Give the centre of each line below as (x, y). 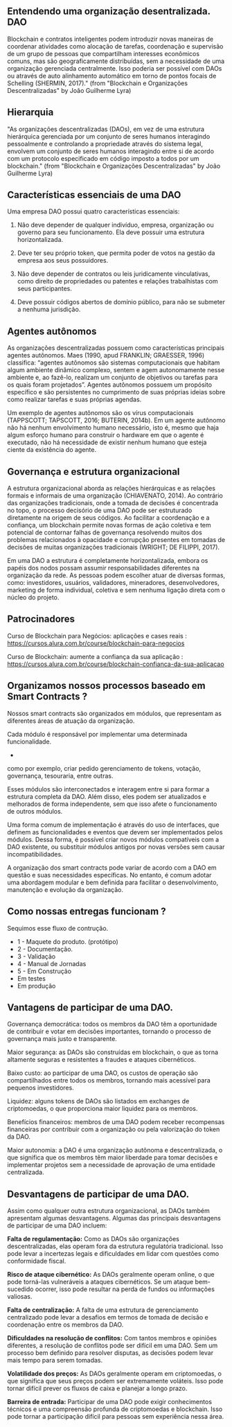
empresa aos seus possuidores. (63, 261)
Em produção (36, 986)
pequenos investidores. (41, 1088)
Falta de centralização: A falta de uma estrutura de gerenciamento (103, 1310)
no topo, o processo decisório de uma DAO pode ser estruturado (100, 510)
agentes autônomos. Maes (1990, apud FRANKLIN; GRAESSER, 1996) (106, 356)
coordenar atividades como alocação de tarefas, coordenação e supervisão (115, 46)
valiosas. (20, 1297)
